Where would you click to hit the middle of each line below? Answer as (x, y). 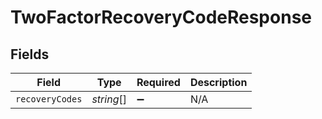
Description (218, 82)
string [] (109, 99)
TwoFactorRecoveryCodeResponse (161, 17)
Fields (30, 54)
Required (158, 82)
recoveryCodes (49, 99)
